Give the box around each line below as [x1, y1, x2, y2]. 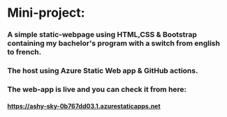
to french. [7, 47, 42, 57]
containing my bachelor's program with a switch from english [7, 38, 220, 48]
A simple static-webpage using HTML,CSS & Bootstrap [7, 30, 198, 40]
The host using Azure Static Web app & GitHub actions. [7, 66, 198, 76]
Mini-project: [7, 5, 85, 21]
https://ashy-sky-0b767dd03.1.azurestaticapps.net [7, 102, 161, 110]
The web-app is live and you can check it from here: [7, 84, 187, 94]
